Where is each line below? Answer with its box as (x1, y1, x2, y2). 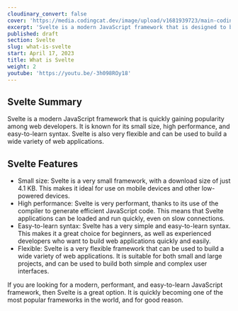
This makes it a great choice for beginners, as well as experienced (17, 230, 212, 238)
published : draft (7, 30, 59, 38)
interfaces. (17, 267, 50, 276)
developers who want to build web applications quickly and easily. (17, 237, 211, 245)
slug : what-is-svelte (7, 43, 72, 50)
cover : (7, 17, 27, 24)
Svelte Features (7, 157, 79, 170)
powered (17, 192, 44, 200)
